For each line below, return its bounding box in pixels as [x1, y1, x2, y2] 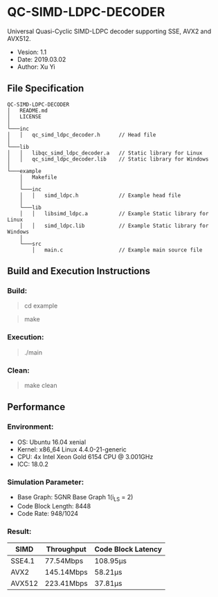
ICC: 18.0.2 [17, 460, 48, 468]
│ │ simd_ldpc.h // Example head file [19, 192, 181, 199]
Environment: [7, 422, 54, 431]
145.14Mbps [44, 567, 88, 577]
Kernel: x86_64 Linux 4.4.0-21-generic [17, 445, 127, 454]
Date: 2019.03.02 [17, 55, 66, 63]
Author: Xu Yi [17, 62, 55, 71]
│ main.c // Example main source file [32, 247, 203, 253]
